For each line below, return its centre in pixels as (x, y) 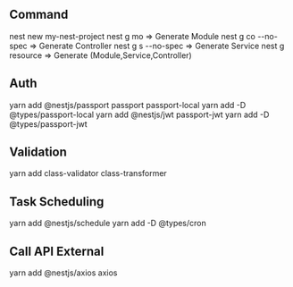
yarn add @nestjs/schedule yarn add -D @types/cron (108, 224)
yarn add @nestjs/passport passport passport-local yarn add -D (128, 105)
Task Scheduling (57, 202)
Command (39, 15)
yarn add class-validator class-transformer (88, 173)
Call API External (57, 251)
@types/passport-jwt (48, 123)
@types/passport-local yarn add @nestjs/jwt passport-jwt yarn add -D (139, 114)
